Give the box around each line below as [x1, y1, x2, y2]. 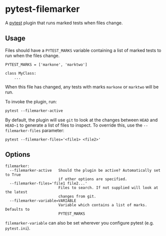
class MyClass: [5, 71, 37, 76]
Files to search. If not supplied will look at [58, 185, 159, 190]
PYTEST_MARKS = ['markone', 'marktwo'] [5, 62, 88, 67]
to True [5, 172, 21, 177]
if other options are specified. [58, 177, 127, 182]
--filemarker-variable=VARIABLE [9, 198, 77, 203]
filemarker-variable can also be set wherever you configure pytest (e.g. [5, 220, 154, 226]
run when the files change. [5, 52, 60, 58]
